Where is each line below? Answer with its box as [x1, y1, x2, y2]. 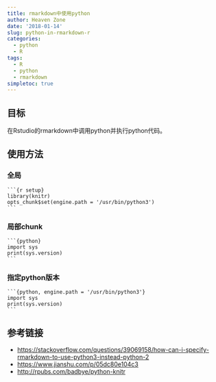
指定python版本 [7, 272, 60, 282]
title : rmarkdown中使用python [7, 10, 91, 17]
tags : [7, 55, 23, 62]
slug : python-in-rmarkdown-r [7, 29, 91, 36]
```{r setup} [7, 186, 45, 194]
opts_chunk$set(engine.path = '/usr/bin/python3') [7, 199, 155, 205]
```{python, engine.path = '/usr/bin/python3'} [7, 289, 146, 296]
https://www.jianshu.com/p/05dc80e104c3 [16, 360, 139, 368]
